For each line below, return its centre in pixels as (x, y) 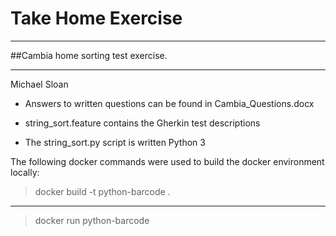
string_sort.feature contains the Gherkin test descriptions (142, 123)
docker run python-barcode (92, 220)
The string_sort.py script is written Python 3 (115, 142)
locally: (25, 172)
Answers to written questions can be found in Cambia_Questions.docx (169, 103)
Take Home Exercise (96, 18)
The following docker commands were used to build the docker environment (167, 161)
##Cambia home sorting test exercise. (89, 55)
